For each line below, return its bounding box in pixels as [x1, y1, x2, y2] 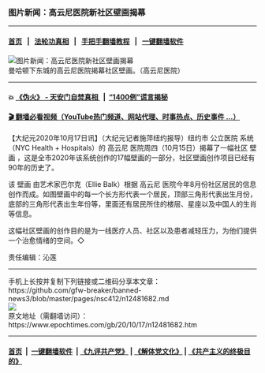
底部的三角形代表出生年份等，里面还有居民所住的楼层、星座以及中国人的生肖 [8, 200, 257, 209]
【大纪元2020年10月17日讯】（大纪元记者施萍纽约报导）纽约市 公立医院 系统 [8, 133, 254, 143]
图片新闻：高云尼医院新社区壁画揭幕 [8, 6, 146, 17]
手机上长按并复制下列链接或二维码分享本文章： [8, 277, 160, 286]
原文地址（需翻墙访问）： [8, 311, 88, 321]
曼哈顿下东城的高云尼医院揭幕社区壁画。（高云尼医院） [8, 65, 185, 75]
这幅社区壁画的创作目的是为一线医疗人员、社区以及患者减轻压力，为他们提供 [8, 226, 257, 236]
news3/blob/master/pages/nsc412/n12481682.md [8, 294, 170, 304]
